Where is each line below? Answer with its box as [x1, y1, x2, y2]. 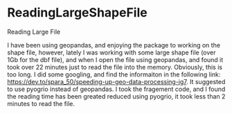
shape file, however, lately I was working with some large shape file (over [7, 48, 216, 56]
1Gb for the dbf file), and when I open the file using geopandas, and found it [7, 55, 224, 63]
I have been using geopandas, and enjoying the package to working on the [7, 41, 220, 49]
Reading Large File [7, 28, 61, 36]
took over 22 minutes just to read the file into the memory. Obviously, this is [7, 63, 223, 71]
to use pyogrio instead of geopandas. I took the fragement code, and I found [7, 85, 226, 93]
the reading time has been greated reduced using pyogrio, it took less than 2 [7, 92, 226, 101]
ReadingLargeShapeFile [7, 5, 148, 21]
